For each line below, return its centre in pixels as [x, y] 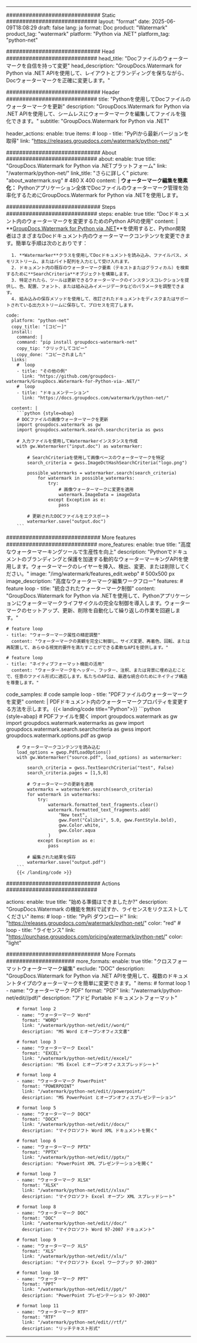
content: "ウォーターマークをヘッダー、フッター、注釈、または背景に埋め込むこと [98, 670]
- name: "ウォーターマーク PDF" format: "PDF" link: [68, 991]
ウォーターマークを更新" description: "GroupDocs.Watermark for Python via [98, 106]
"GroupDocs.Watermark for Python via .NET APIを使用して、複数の [87, 976]
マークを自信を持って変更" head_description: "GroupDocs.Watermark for [94, 66]
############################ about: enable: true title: [81, 159]
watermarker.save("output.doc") [67, 521]
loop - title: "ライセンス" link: [41, 930]
